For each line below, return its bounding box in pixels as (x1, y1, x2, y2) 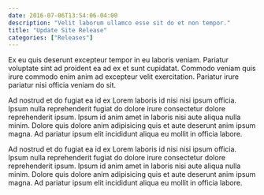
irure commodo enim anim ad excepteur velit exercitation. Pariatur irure (8, 72, 240, 81)
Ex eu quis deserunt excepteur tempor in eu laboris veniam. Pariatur (8, 55, 229, 65)
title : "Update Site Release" (8, 26, 108, 34)
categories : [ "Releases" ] (8, 33, 93, 42)
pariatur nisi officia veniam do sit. (8, 81, 117, 90)
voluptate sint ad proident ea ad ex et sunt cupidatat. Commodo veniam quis (8, 64, 256, 73)
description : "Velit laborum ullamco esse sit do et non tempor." (8, 19, 231, 27)
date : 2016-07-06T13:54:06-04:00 (8, 11, 118, 20)
